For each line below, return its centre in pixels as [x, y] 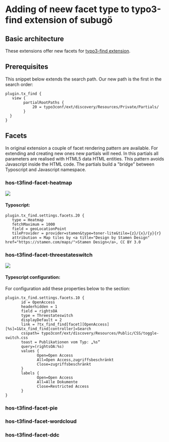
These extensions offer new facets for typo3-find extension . [68, 51]
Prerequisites [27, 67]
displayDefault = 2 [41, 320]
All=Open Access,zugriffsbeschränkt [75, 360]
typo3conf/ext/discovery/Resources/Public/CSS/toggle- [100, 333]
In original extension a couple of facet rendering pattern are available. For [81, 148]
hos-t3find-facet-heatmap [39, 182]
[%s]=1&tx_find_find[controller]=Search [48, 329]
